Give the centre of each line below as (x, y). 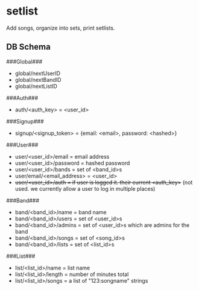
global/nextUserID (38, 73)
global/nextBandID (38, 79)
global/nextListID (36, 86)
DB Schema (29, 47)
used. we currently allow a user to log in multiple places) (85, 188)
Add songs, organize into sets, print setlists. (61, 28)
